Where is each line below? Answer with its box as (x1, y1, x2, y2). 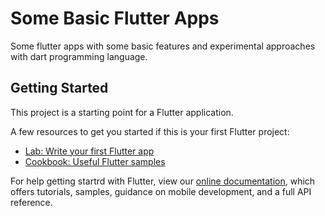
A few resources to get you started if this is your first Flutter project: (10, 125, 290, 137)
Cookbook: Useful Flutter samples (24, 155, 166, 167)
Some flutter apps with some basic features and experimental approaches (10, 40, 316, 52)
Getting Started (10, 80, 109, 97)
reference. (10, 196, 53, 208)
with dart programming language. (10, 50, 148, 62)
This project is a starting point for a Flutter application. (10, 106, 234, 118)
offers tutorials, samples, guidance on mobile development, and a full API (10, 185, 312, 197)
